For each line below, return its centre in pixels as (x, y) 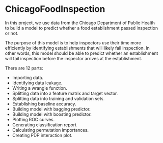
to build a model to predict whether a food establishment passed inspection (81, 28)
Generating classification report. (45, 125)
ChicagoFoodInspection (55, 9)
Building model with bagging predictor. (51, 109)
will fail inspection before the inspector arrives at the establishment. (74, 58)
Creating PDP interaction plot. (42, 135)
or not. (12, 33)
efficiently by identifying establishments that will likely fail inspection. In (77, 48)
